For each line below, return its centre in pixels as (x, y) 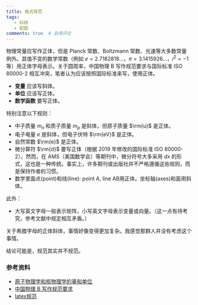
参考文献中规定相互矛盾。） (57, 218)
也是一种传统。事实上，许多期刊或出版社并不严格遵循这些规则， (108, 163)
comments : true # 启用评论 (39, 34)
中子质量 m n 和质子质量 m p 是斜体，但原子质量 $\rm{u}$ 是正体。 (94, 126)
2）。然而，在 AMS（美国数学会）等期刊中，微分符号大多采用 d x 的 (95, 156)
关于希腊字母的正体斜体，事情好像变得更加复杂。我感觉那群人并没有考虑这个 (99, 231)
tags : (13, 17)
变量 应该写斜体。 (36, 86)
